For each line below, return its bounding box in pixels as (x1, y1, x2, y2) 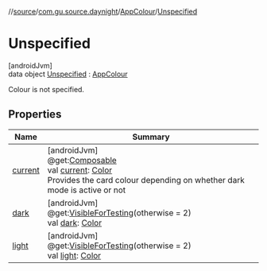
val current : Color (47, 165, 113, 176)
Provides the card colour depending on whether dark (47, 174, 245, 185)
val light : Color (47, 250, 102, 261)
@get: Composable (47, 154, 117, 165)
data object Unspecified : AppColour (8, 69, 129, 79)
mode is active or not (47, 184, 126, 196)
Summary (132, 131, 170, 142)
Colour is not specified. (8, 84, 85, 94)
